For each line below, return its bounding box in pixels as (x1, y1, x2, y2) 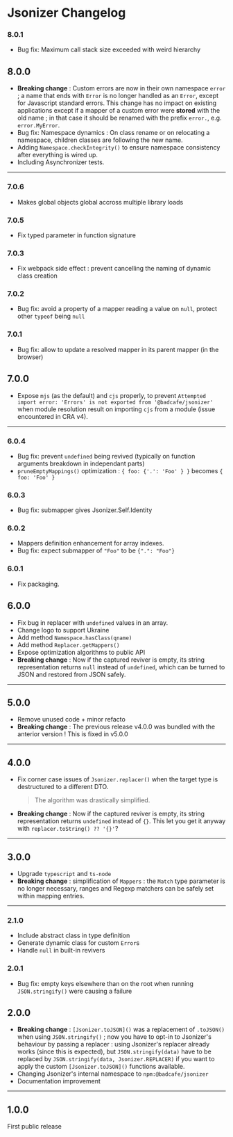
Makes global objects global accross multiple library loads (17, 198, 184, 206)
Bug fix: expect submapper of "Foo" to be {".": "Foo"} (17, 546, 175, 555)
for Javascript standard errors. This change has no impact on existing (17, 99, 217, 107)
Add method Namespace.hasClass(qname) (17, 633, 132, 642)
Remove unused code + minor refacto (17, 715, 126, 724)
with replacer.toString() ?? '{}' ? (17, 825, 119, 833)
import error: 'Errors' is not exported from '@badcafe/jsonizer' (17, 399, 214, 406)
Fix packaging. (17, 580, 60, 588)
